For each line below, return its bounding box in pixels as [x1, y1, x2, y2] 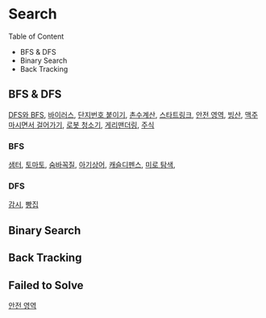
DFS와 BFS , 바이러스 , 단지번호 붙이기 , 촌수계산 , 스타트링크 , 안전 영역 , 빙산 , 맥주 [8, 109, 259, 119]
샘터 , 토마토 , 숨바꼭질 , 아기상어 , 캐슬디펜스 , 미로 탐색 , [8, 160, 176, 170]
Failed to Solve [8, 279, 84, 292]
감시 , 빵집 [8, 200, 39, 209]
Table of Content [8, 31, 64, 41]
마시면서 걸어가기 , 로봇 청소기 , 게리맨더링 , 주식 [8, 120, 155, 130]
